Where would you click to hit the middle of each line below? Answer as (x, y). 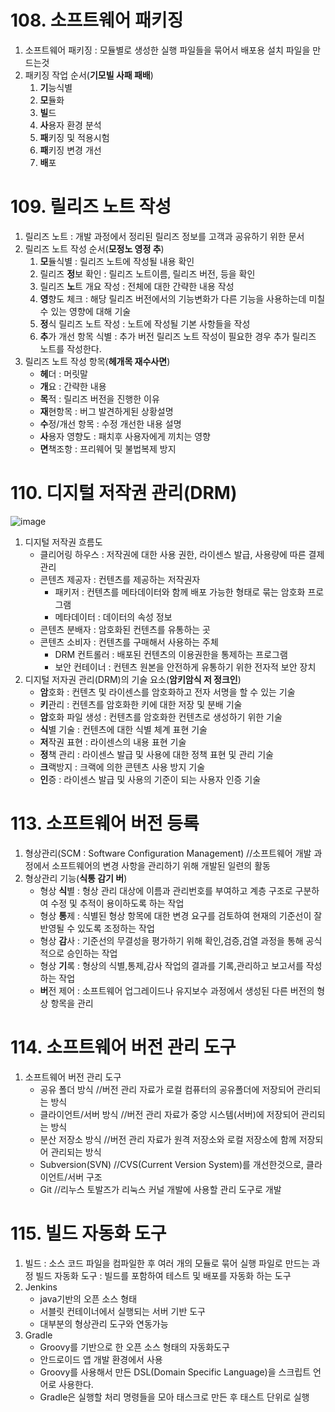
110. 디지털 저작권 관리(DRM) (124, 493)
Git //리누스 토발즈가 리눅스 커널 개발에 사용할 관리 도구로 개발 (160, 1189)
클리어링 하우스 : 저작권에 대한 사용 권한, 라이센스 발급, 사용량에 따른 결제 (182, 554)
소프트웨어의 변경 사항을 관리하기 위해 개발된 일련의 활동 (161, 865)
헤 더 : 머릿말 (63, 373)
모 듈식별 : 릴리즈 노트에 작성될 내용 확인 (117, 261)
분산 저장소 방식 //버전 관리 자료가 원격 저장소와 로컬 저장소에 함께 (168, 1139)
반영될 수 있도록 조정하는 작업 (97, 928)
